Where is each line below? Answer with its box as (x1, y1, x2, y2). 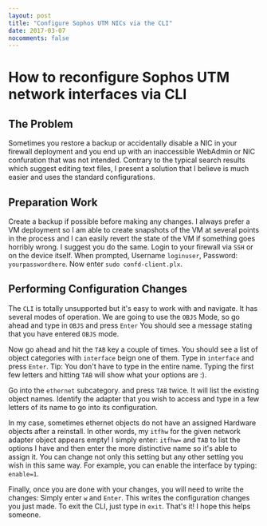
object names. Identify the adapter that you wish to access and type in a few (8, 393, 260, 404)
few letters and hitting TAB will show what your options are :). (8, 369, 207, 380)
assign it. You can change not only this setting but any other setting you (8, 452, 244, 461)
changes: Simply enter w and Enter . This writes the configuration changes (8, 492, 250, 502)
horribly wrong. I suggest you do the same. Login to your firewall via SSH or (8, 242, 253, 252)
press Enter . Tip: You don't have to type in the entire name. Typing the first (8, 361, 254, 371)
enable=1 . (8, 468, 40, 478)
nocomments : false (8, 34, 69, 42)
